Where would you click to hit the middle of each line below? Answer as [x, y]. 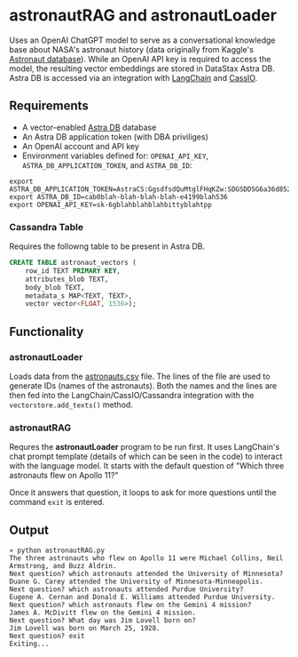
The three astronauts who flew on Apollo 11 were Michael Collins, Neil [146, 558]
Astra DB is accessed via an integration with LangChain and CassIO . [133, 77]
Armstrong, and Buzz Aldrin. [63, 566]
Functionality [47, 331]
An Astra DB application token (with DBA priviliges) [115, 136]
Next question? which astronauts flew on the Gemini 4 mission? [130, 605]
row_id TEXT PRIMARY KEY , [73, 271]
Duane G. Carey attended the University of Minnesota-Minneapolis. [137, 582]
